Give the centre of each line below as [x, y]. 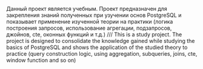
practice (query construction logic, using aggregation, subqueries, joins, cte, [102, 54]
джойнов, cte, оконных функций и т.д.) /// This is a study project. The [94, 34]
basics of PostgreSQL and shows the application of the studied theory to [97, 47]
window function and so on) [41, 60]
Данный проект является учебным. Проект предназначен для [87, 9]
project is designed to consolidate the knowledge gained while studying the [101, 41]
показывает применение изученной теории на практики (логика [90, 21]
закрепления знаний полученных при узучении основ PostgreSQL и [94, 15]
